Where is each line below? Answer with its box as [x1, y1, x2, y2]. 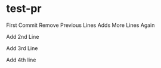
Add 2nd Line [6, 33, 39, 40]
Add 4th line [6, 56, 36, 63]
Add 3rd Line [6, 44, 38, 52]
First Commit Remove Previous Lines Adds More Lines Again [6, 21, 155, 29]
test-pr [6, 2, 42, 16]
